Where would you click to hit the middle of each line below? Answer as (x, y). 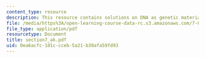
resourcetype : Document (37, 34)
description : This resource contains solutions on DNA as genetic (92, 18)
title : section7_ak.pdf (37, 40)
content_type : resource (37, 12)
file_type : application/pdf (42, 29)
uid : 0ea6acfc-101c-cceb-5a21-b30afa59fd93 (63, 46)
